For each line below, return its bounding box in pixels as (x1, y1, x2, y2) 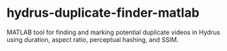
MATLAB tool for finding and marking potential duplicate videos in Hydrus (6, 28, 221, 36)
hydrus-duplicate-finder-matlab (6, 5, 200, 21)
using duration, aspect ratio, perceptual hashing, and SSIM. (6, 35, 179, 43)
